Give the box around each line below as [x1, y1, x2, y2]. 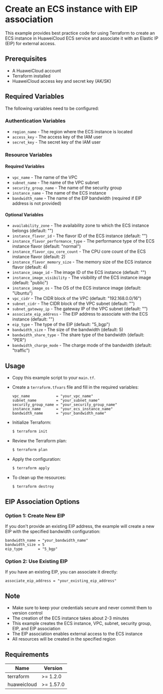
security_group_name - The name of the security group [12, 185, 122, 191]
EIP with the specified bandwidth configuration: [5, 528, 101, 535]
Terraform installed [12, 73, 51, 79]
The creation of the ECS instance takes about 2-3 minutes [12, 615, 129, 621]
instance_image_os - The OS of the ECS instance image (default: [12, 285, 142, 291]
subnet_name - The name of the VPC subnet [12, 179, 99, 185]
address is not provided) [12, 200, 62, 206]
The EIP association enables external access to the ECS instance [12, 631, 143, 637]
